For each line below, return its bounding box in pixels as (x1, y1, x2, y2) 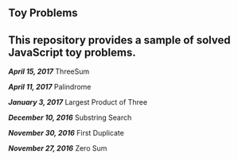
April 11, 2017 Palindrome (8, 82, 92, 92)
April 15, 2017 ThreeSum (8, 67, 90, 76)
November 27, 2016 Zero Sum (8, 144, 107, 153)
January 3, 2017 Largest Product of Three (8, 98, 148, 107)
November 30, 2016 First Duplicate (8, 128, 125, 138)
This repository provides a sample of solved (8, 33, 231, 47)
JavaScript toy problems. (8, 45, 137, 59)
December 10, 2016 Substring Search (8, 113, 132, 122)
